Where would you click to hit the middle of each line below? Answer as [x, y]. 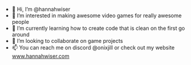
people [21, 22]
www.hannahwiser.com [40, 56]
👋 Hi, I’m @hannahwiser [41, 9]
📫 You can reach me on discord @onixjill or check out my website [93, 47]
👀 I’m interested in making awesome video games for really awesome [97, 16]
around [21, 35]
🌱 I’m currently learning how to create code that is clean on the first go [98, 28]
